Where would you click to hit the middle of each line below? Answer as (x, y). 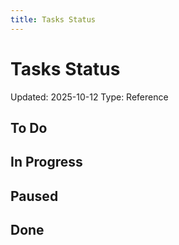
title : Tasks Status (53, 19)
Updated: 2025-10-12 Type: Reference (89, 97)
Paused (34, 196)
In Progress (46, 162)
